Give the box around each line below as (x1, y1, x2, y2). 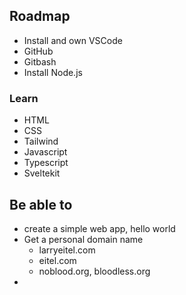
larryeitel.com (38, 244, 96, 256)
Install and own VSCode (23, 34, 123, 46)
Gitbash (23, 55, 57, 68)
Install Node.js (23, 66, 83, 78)
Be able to (9, 196, 73, 213)
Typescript (23, 157, 69, 169)
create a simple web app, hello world (23, 222, 176, 234)
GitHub (23, 45, 54, 57)
